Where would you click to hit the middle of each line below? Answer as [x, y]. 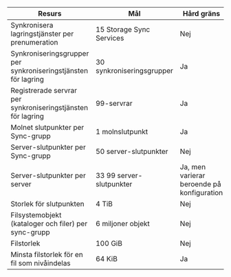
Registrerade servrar [44, 90]
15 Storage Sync [123, 29]
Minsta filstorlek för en [47, 255]
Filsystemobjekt [36, 215]
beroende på [200, 184]
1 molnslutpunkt [122, 132]
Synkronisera [32, 25]
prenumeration [34, 42]
